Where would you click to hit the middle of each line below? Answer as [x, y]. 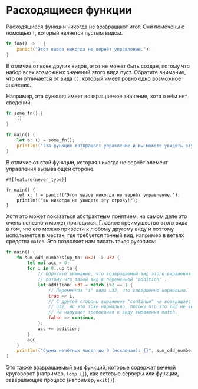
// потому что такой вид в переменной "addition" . [102, 280]
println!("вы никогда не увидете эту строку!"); [77, 200]
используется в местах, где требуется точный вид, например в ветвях [95, 235]
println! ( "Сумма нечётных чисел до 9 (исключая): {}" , [85, 351]
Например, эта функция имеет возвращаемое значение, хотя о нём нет [97, 96]
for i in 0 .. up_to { [52, 269]
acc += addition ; [59, 329]
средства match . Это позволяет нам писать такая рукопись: [81, 241]
